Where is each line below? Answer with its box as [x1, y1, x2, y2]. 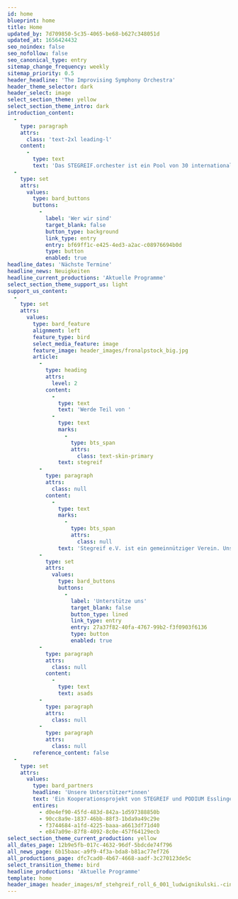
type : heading [45, 367, 87, 374]
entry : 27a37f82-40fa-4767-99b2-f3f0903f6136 [70, 624, 208, 631]
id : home [7, 10, 33, 18]
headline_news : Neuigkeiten [7, 268, 91, 275]
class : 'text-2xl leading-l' [25, 136, 113, 143]
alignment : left [33, 327, 81, 334]
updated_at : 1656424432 [7, 37, 78, 44]
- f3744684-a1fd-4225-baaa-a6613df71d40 [38, 822, 160, 829]
